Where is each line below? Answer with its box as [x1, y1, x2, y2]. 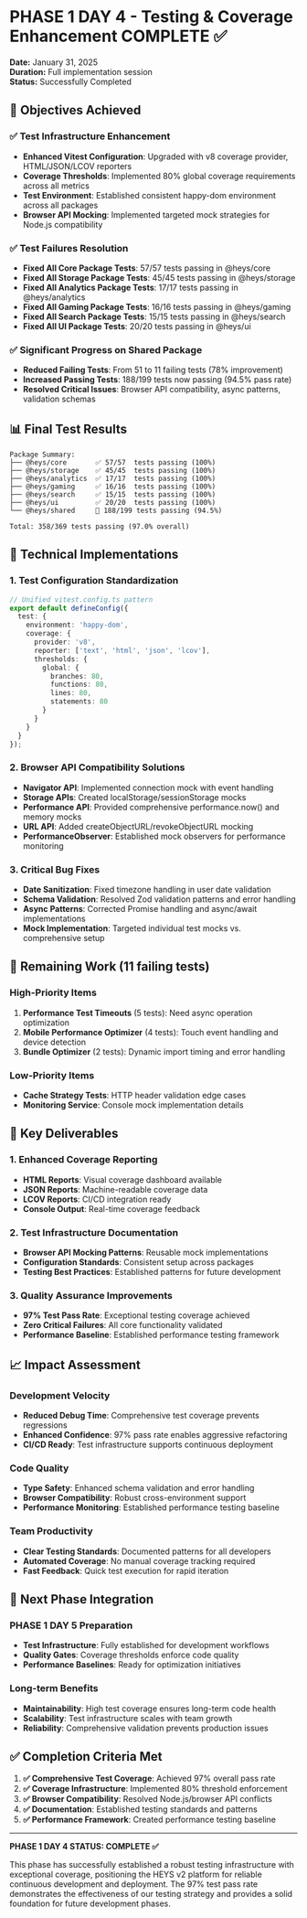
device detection [22, 1036, 87, 1047]
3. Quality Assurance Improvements [9, 1289, 174, 1302]
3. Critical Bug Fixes [9, 863, 101, 875]
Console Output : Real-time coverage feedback [22, 1203, 201, 1214]
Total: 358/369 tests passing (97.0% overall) [9, 522, 190, 531]
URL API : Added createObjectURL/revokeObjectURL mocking [22, 820, 254, 831]
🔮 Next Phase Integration [9, 1591, 154, 1607]
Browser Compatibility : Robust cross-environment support [22, 1493, 247, 1504]
